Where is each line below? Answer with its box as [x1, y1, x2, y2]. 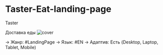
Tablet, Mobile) [5, 44, 37, 50]
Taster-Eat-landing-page [5, 3, 112, 15]
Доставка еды [5, 29, 36, 35]
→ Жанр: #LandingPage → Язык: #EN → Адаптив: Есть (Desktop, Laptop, [5, 39, 158, 45]
